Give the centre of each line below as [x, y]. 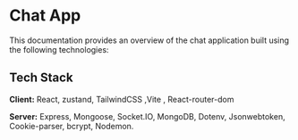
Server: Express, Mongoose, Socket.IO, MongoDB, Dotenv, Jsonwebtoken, [147, 116]
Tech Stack [41, 78]
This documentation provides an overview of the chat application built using [149, 40]
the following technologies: [59, 49]
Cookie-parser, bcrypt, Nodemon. [72, 126]
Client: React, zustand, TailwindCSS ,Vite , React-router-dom [122, 99]
